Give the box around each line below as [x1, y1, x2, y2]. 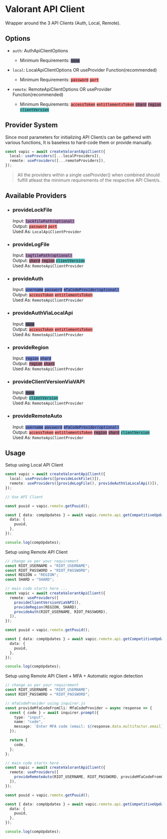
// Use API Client [5, 494, 43, 499]
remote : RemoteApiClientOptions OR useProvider [12, 86, 112, 92]
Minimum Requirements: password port [19, 76, 99, 83]
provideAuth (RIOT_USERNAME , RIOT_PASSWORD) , [14, 609, 108, 614]
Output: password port [12, 223, 57, 229]
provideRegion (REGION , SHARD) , [14, 604, 79, 609]
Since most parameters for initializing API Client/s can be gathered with [5, 134, 152, 140]
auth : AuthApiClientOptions [12, 47, 69, 53]
